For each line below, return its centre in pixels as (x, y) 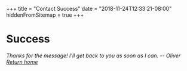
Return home (22, 61)
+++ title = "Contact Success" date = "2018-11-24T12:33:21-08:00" (89, 9)
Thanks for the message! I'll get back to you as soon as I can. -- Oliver (93, 55)
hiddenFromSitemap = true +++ (45, 15)
